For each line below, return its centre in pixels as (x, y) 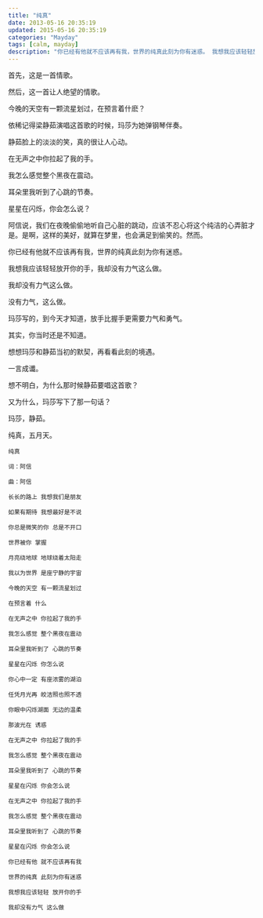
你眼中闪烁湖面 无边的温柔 (45, 710)
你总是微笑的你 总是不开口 (45, 527)
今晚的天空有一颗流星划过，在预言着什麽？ (77, 108)
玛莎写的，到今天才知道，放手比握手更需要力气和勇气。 (97, 318)
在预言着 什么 (27, 603)
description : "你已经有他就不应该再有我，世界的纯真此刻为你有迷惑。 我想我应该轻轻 (130, 52)
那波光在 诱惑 (27, 725)
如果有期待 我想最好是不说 (45, 512)
